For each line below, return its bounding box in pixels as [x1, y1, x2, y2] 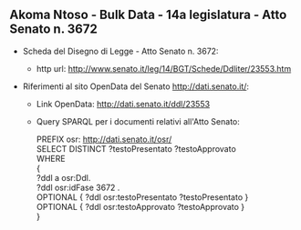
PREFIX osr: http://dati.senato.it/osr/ [36, 134, 172, 145]
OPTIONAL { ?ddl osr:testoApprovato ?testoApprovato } [36, 201, 245, 212]
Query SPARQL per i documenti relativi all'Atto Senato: [36, 115, 240, 126]
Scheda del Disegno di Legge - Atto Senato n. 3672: [22, 45, 219, 56]
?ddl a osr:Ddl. [36, 172, 91, 183]
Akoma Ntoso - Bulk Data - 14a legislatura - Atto [9, 7, 287, 23]
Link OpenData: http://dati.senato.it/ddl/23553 [36, 98, 211, 109]
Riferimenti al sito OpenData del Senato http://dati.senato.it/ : [22, 81, 249, 92]
